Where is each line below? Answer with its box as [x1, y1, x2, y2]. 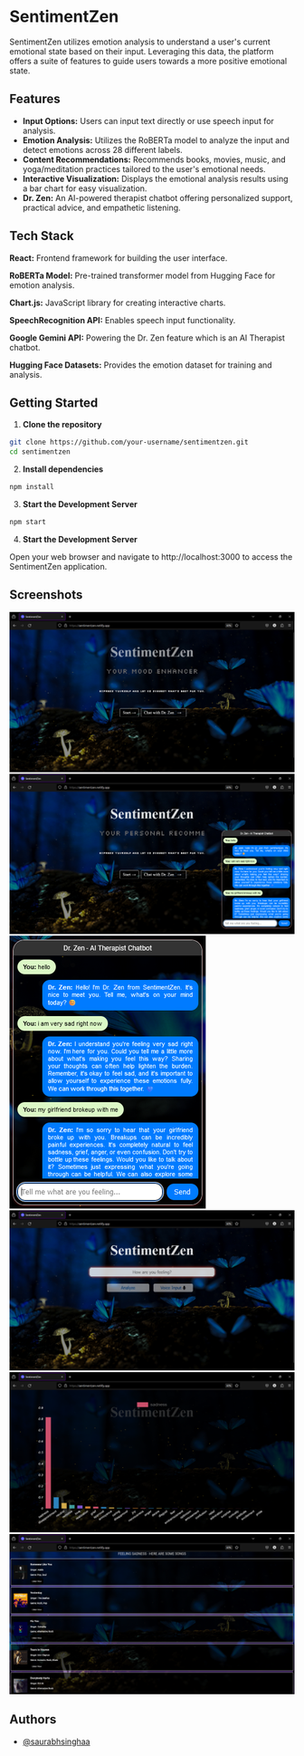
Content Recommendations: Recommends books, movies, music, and [22, 154, 287, 165]
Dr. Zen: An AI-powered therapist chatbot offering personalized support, [22, 192, 293, 203]
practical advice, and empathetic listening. [22, 202, 181, 213]
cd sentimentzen [9, 447, 71, 456]
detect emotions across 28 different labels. [22, 144, 183, 155]
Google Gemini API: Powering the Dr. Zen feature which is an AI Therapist [9, 332, 285, 343]
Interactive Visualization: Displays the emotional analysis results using [22, 173, 289, 184]
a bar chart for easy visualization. [22, 183, 147, 194]
